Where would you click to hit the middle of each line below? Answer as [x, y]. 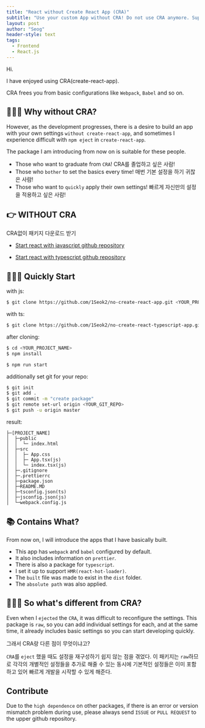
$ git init [20, 387]
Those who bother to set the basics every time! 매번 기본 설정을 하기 [99, 171]
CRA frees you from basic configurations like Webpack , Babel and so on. [95, 93]
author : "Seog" [26, 29]
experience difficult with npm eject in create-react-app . [76, 139]
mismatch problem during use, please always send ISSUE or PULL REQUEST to [101, 712]
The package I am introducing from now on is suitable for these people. [96, 151]
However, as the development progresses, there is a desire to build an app [100, 126]
